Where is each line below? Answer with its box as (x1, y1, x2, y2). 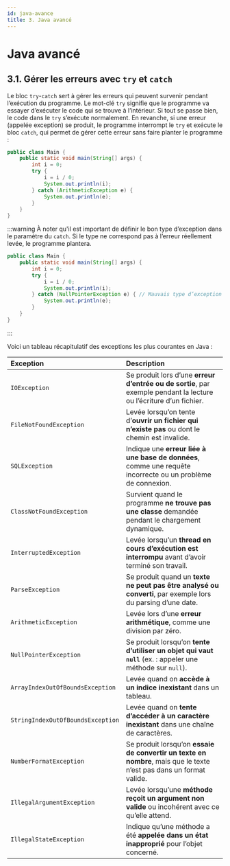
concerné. (125, 847, 159, 857)
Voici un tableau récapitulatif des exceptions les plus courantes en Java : (7, 342, 213, 350)
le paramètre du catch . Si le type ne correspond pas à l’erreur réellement (7, 232, 212, 240)
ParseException (10, 585, 60, 593)
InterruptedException (10, 549, 81, 556)
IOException (10, 384, 50, 391)
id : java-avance (7, 10, 53, 17)
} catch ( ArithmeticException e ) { (31, 187, 133, 194)
